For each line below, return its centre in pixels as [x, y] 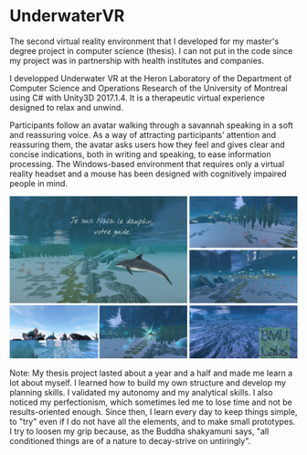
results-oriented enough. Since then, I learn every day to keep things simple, [153, 412]
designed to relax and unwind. [66, 107]
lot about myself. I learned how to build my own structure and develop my [148, 383]
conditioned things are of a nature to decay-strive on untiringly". [130, 441]
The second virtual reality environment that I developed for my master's [144, 41]
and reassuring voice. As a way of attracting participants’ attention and [143, 134]
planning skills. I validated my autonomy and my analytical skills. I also [141, 393]
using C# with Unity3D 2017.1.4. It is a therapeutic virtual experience [137, 98]
